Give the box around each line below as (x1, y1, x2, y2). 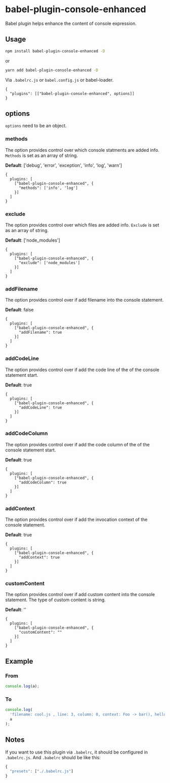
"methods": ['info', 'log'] (18, 185, 78, 190)
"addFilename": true (18, 330, 62, 335)
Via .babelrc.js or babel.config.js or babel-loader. (5, 77, 114, 83)
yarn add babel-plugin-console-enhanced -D (5, 68, 99, 73)
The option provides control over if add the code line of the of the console (5, 367, 159, 373)
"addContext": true (18, 555, 60, 560)
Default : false (5, 307, 34, 313)
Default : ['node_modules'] (5, 237, 61, 243)
